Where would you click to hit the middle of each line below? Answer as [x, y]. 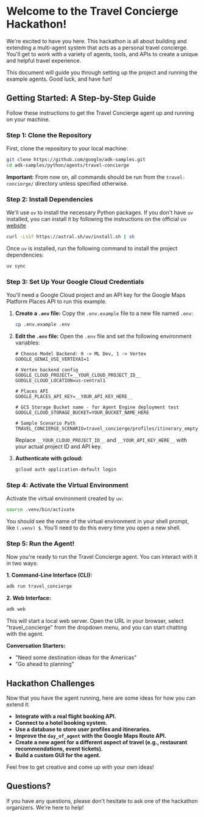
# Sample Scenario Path [45, 423]
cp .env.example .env [42, 325]
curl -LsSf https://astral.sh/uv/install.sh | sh [71, 237]
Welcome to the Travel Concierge [92, 11]
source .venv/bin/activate [40, 510]
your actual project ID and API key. [58, 446]
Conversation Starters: [36, 646]
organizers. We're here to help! [45, 807]
